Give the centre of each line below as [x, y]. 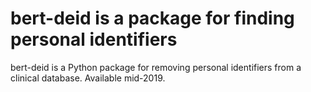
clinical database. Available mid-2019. [88, 78]
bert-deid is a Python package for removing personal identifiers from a [156, 67]
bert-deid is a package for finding [152, 18]
